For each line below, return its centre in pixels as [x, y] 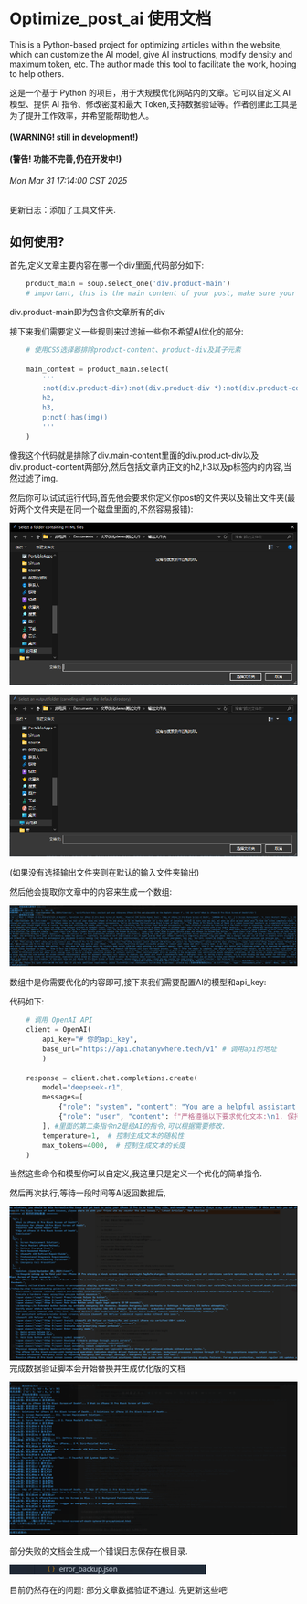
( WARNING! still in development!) [74, 137]
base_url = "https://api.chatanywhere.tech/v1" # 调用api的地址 [159, 1049]
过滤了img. [37, 478]
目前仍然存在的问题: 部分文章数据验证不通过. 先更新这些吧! [119, 1589]
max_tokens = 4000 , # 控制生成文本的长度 [114, 1145]
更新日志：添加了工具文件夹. [63, 210]
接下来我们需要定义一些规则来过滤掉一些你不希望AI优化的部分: [127, 331]
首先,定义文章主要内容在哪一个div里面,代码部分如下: [106, 265]
